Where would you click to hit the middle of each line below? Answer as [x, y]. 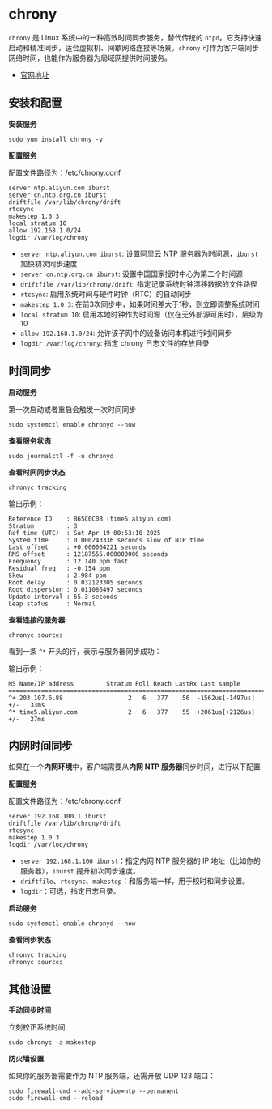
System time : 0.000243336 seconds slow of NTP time [106, 540]
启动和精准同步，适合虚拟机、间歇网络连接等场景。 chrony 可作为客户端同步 [134, 47]
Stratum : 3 [43, 526]
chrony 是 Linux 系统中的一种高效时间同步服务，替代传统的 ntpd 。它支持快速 [135, 37]
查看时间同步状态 [37, 472]
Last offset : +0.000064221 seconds [78, 547]
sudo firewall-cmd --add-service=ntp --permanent [94, 1091]
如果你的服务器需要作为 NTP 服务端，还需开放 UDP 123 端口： [112, 1076]
